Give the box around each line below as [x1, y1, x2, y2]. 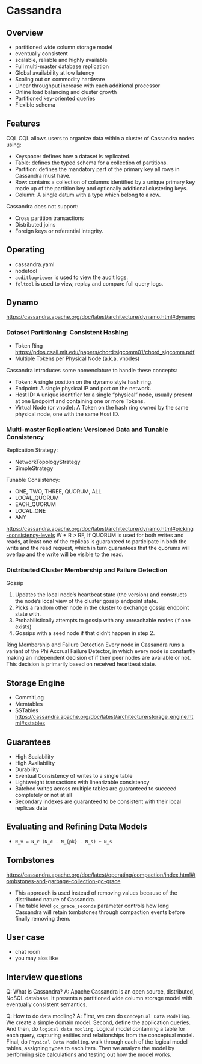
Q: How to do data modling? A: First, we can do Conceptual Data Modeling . [6, 1013, 191, 1020]
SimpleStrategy [14, 465, 54, 472]
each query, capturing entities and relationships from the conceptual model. [6, 1031, 194, 1039]
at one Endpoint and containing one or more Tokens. [14, 397, 145, 404]
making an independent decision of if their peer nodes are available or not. [6, 654, 191, 662]
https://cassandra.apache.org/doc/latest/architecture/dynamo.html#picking [6, 525, 194, 533]
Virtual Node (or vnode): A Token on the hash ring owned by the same [14, 404, 189, 411]
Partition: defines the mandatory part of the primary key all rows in [14, 165, 180, 172]
